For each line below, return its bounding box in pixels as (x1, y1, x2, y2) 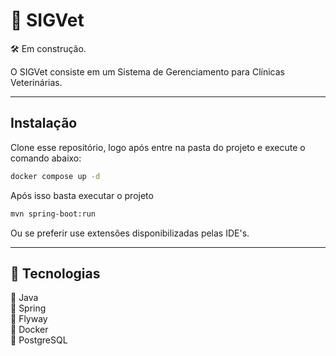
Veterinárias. (10, 76, 63, 88)
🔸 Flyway (10, 313, 48, 325)
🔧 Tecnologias (10, 265, 101, 282)
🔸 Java (10, 292, 39, 304)
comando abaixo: (10, 152, 82, 164)
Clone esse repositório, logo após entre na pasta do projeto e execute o (10, 141, 306, 153)
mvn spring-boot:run (10, 209, 97, 219)
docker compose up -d (10, 171, 101, 181)
